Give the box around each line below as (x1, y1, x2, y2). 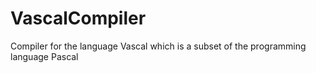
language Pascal (10, 50, 79, 62)
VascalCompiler (10, 7, 147, 30)
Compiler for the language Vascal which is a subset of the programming (10, 40, 307, 52)
